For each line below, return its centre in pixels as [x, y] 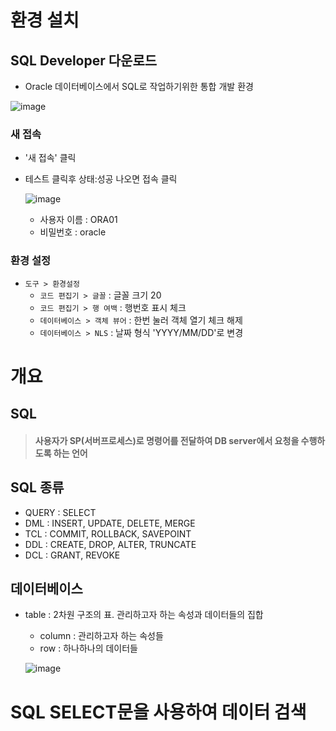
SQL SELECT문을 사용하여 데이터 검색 [158, 712]
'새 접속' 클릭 [50, 158]
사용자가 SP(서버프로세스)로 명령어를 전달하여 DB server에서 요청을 [167, 440]
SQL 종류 [37, 487]
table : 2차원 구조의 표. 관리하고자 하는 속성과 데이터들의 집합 [144, 615]
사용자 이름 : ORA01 [78, 220]
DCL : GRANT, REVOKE [72, 555]
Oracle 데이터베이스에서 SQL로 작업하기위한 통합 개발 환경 [139, 86]
